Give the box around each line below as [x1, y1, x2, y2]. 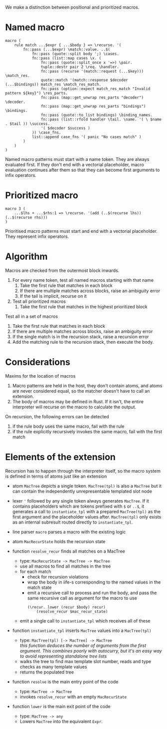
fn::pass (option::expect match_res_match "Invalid [40, 86, 151, 91]
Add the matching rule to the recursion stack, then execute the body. [12, 339, 154, 345]
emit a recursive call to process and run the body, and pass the [27, 590, 157, 596]
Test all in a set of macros [5, 313, 58, 319]
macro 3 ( [5, 206, 26, 211]
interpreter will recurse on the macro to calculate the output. [12, 404, 136, 410]
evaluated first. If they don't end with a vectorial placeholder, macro [5, 161, 145, 167]
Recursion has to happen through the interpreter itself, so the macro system [5, 468, 161, 474]
